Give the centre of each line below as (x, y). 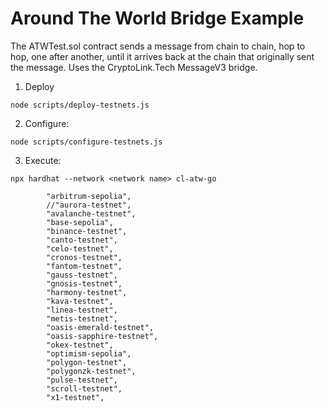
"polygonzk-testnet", (91, 371)
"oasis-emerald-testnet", (100, 327)
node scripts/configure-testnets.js (86, 142)
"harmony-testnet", (87, 292)
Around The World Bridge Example (157, 18)
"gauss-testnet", (82, 275)
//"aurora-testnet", (89, 205)
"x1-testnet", (75, 397)
